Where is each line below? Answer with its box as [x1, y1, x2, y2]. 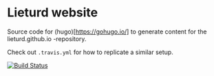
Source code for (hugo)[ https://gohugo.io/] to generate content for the [7, 27, 207, 36]
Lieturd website [7, 5, 98, 21]
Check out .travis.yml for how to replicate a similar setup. [7, 48, 173, 56]
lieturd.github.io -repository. [7, 34, 87, 42]
